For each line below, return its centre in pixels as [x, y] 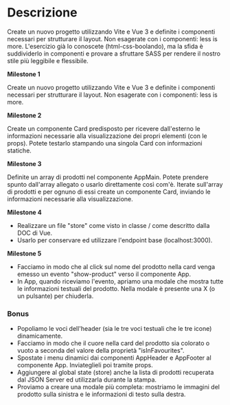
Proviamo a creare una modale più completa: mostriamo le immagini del [118, 387]
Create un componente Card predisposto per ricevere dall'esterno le [104, 128]
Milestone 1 [24, 74]
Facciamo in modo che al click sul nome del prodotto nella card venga [116, 266]
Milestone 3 [24, 163]
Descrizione [42, 13]
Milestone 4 [25, 212]
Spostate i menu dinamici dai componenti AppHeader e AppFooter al [114, 358]
